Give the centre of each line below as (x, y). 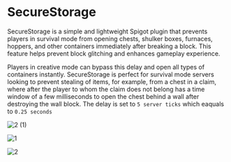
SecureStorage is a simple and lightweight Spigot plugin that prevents (107, 31)
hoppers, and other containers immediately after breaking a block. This (109, 46)
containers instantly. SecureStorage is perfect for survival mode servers (111, 74)
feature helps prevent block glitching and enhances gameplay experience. (114, 54)
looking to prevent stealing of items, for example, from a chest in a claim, (112, 81)
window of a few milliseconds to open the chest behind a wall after (103, 96)
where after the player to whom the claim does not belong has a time (106, 89)
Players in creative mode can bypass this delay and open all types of (106, 67)
